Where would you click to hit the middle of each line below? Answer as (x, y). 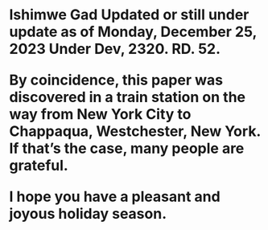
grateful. (39, 166)
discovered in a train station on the (128, 97)
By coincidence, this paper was (116, 80)
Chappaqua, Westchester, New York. (135, 131)
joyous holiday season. (88, 214)
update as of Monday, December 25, (133, 32)
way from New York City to (100, 115)
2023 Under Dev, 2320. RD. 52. (115, 49)
